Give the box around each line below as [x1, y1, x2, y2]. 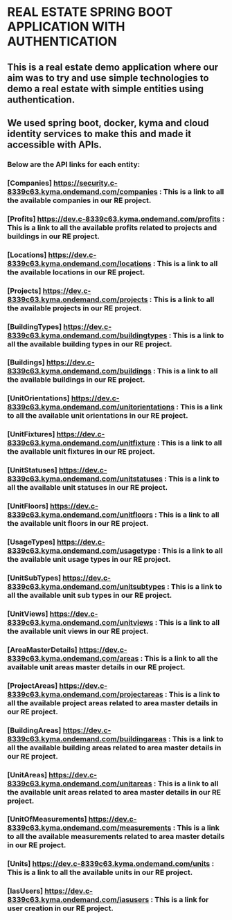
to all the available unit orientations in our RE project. [7, 411, 188, 421]
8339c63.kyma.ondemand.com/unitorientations [7, 402, 175, 412]
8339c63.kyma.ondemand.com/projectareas [7, 689, 164, 699]
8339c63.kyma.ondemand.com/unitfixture [7, 438, 156, 448]
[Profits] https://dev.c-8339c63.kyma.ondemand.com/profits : [7, 214, 225, 224]
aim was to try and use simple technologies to [7, 72, 209, 84]
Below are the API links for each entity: [7, 159, 141, 169]
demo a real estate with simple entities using [7, 82, 204, 94]
